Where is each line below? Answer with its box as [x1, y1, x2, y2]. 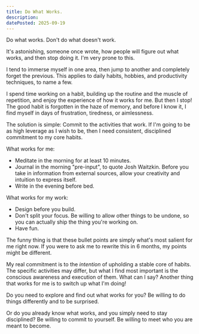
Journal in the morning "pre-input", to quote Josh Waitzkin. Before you [14, 163, 189, 171]
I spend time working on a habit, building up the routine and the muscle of [6, 91, 188, 98]
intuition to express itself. [14, 176, 77, 183]
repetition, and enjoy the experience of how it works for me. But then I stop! [6, 97, 192, 104]
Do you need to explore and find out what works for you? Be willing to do [6, 291, 186, 299]
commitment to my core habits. [6, 134, 83, 141]
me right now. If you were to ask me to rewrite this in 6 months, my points [6, 243, 187, 250]
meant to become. [6, 322, 51, 330]
